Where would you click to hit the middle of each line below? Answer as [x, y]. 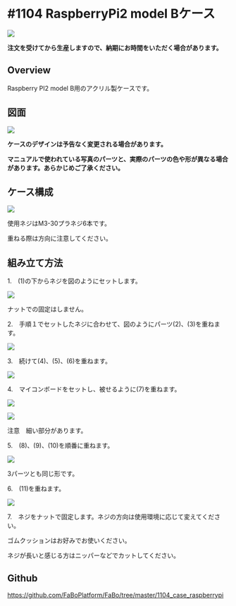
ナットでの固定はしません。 [48, 309]
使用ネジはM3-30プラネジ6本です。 [59, 223]
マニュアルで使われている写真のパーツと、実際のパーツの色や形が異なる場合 [118, 159]
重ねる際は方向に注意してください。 [60, 239]
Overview [29, 70]
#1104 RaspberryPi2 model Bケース [111, 14]
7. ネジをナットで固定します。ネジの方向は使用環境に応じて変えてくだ [111, 517]
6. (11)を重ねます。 [36, 488]
